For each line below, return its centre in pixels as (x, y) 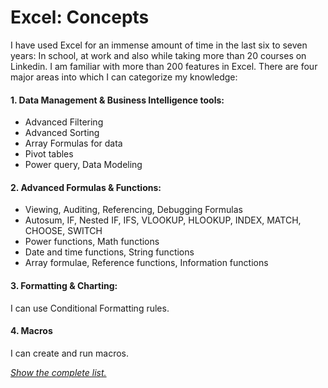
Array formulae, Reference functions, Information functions (146, 263)
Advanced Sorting (62, 133)
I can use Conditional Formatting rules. (90, 308)
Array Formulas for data (73, 143)
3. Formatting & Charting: (64, 285)
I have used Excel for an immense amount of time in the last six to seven (159, 45)
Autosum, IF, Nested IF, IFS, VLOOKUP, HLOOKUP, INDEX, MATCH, (163, 220)
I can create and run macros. (70, 353)
